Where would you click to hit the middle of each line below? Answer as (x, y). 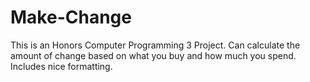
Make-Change (71, 17)
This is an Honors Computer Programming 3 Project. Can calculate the (155, 45)
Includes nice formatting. (61, 66)
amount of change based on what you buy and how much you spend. (153, 55)
